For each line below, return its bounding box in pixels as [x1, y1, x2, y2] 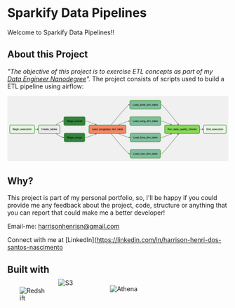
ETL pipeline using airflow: [7, 82, 84, 91]
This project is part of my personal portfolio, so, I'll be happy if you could [7, 194, 217, 202]
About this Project [7, 48, 88, 60]
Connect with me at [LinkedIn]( [7, 236, 97, 244]
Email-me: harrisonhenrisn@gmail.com [7, 222, 120, 231]
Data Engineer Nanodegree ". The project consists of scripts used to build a [7, 74, 224, 83]
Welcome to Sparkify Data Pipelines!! [7, 28, 114, 36]
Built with [7, 263, 50, 275]
